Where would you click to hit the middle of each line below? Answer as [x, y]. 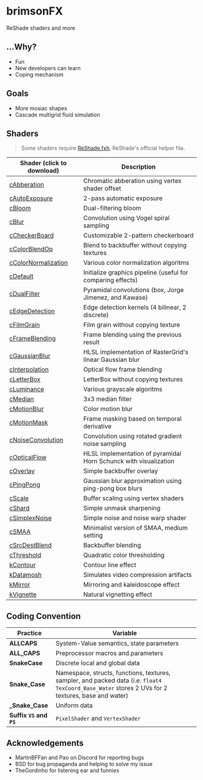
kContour [23, 565]
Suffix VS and [28, 715]
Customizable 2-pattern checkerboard [139, 236]
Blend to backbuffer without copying [135, 245]
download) [43, 171]
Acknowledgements [45, 743]
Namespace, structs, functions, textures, [113, 673]
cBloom [20, 208]
